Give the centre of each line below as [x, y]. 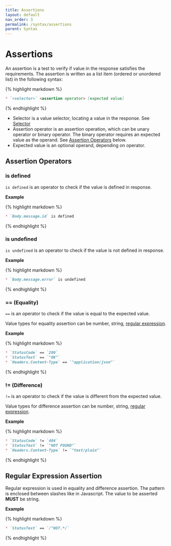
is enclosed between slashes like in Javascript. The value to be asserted [81, 494]
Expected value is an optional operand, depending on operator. [79, 145]
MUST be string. [22, 499]
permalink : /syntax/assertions [39, 24]
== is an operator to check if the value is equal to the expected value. [78, 313]
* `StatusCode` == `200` [32, 352]
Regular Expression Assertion [54, 476]
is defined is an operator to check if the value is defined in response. [79, 187]
